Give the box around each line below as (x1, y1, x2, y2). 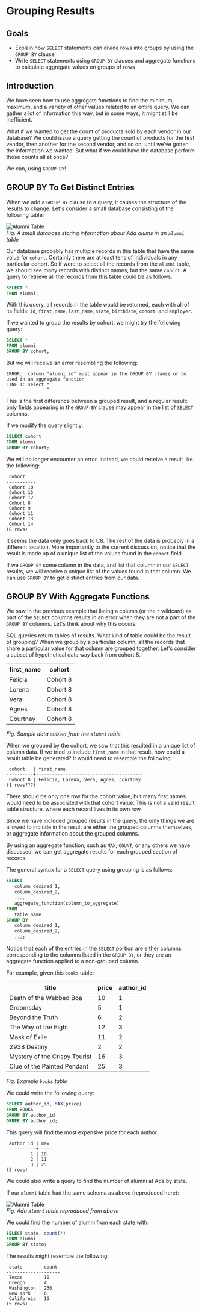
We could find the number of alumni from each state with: (6, 1219, 149, 1226)
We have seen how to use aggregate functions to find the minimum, (6, 96, 174, 104)
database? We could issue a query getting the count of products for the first (6, 134, 195, 141)
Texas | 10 (8, 1275, 50, 1281)
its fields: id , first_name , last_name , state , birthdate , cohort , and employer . (6, 307, 192, 314)
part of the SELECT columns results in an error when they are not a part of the (6, 614, 196, 621)
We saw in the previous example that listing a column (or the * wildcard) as (6, 607, 192, 615)
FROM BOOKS (6, 1107, 34, 1113)
